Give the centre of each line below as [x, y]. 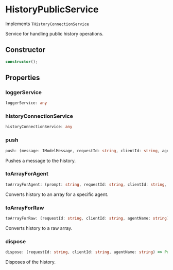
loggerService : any [26, 103]
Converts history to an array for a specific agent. [57, 194]
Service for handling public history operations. [55, 33]
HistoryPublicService [52, 10]
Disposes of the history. [30, 262]
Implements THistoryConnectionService [47, 24]
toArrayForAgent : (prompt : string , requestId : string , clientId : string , [86, 184]
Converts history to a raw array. [39, 228]
